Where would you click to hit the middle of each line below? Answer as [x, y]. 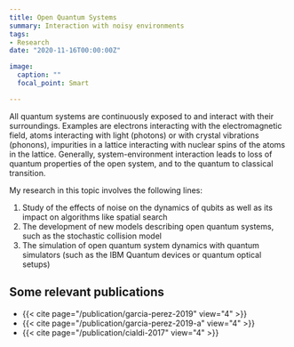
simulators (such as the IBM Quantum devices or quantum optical [142, 254]
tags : [19, 34]
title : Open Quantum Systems [63, 17]
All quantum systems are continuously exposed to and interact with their [141, 116]
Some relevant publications [87, 292]
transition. [28, 173]
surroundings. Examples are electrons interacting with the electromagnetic [146, 125]
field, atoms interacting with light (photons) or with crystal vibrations [134, 135]
